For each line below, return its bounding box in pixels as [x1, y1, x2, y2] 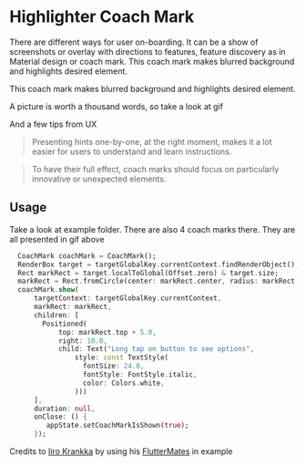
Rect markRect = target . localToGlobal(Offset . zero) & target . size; [17, 268, 280, 277]
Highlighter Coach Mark [9, 6, 194, 27]
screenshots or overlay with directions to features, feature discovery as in [9, 46, 286, 57]
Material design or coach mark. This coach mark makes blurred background [9, 56, 295, 67]
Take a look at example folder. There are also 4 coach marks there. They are [9, 223, 296, 234]
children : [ [33, 310, 79, 320]
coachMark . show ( [17, 285, 79, 295]
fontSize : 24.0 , [82, 362, 145, 371]
